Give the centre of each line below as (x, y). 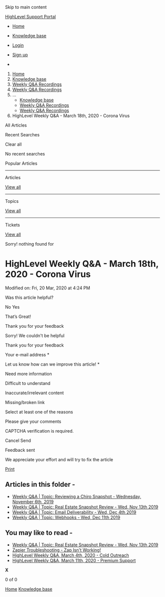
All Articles (16, 125)
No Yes (12, 307)
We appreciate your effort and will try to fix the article (59, 459)
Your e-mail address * (27, 354)
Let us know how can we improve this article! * (52, 364)
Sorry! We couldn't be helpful (35, 335)
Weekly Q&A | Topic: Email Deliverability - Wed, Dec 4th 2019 (74, 512)
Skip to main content (26, 7)
